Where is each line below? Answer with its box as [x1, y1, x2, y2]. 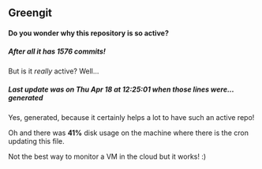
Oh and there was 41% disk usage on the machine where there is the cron [8, 128, 249, 137]
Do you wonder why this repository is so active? [8, 28, 170, 38]
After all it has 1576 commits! [8, 47, 107, 56]
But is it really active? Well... [8, 66, 99, 76]
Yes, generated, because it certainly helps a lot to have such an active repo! [8, 112, 255, 122]
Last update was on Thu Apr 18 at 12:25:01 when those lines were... [8, 84, 234, 94]
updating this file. [8, 136, 65, 145]
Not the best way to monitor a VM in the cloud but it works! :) [8, 152, 207, 161]
